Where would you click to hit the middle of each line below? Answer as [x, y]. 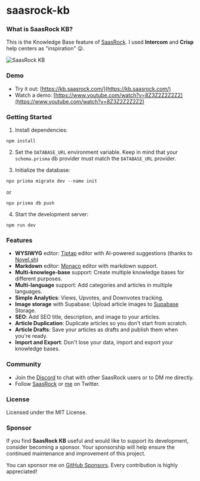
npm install [21, 141]
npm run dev [21, 225]
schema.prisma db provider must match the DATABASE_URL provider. [96, 159]
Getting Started [29, 117]
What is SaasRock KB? [40, 29]
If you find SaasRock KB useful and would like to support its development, [98, 441]
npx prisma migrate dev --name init [52, 181]
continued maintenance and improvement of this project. [76, 453]
